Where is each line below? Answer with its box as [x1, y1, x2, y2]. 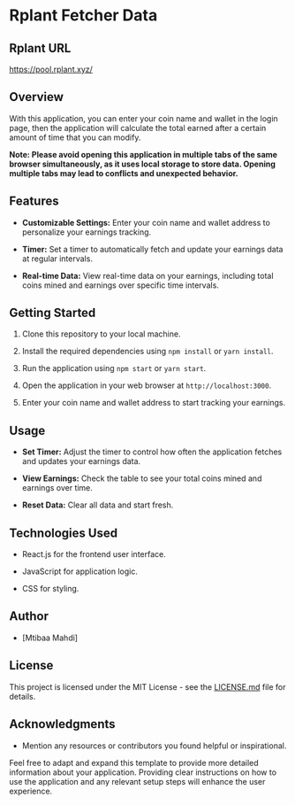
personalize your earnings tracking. [21, 227, 152, 237]
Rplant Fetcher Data [9, 5, 158, 26]
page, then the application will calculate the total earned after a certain [9, 122, 267, 133]
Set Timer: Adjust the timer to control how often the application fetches [21, 446, 283, 457]
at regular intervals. [21, 253, 93, 264]
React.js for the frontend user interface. [21, 549, 166, 560]
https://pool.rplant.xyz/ [9, 64, 93, 74]
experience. [9, 786, 53, 796]
